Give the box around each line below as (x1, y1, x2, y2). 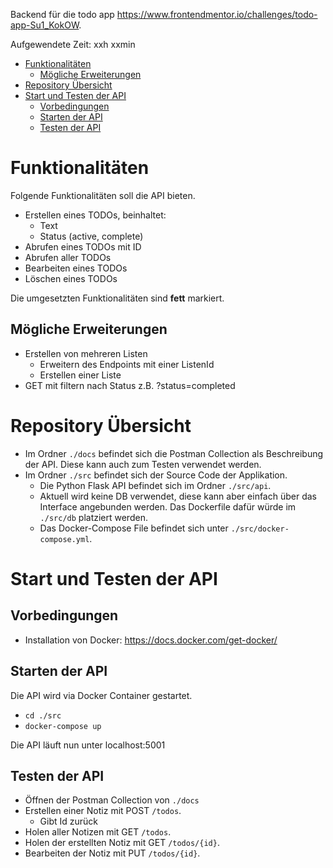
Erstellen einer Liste (39, 369, 122, 381)
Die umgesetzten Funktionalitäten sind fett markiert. (10, 292, 225, 304)
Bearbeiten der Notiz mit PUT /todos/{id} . (24, 847, 201, 859)
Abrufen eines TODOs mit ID (24, 240, 142, 253)
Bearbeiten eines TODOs (24, 262, 128, 274)
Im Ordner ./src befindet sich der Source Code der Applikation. (24, 469, 288, 481)
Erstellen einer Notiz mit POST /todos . (24, 805, 182, 817)
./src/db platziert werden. (39, 511, 148, 523)
